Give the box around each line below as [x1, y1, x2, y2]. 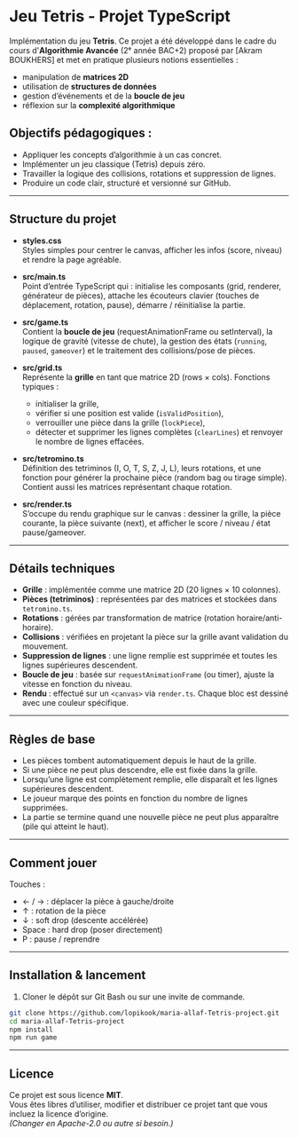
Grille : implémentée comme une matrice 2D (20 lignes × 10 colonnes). [21, 584, 281, 596]
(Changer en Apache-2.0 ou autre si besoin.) [9, 1118, 174, 1129]
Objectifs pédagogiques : [9, 126, 153, 141]
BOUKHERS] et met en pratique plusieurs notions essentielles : [9, 54, 239, 65]
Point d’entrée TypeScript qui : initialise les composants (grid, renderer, [21, 280, 282, 291]
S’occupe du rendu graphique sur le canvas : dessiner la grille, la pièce [21, 508, 281, 518]
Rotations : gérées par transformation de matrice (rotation [21, 612, 235, 623]
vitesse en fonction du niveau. [21, 679, 133, 690]
